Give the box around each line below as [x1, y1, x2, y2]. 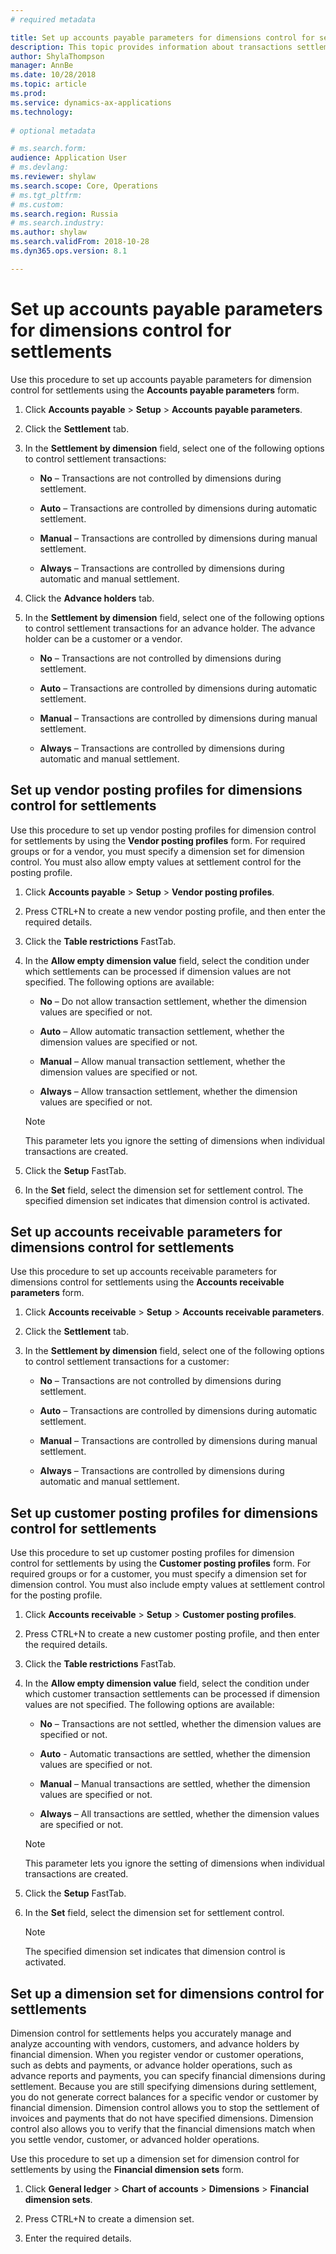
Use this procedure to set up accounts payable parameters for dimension [10, 373, 312, 385]
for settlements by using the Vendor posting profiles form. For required [10, 834, 306, 846]
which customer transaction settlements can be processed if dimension [24, 1688, 320, 1700]
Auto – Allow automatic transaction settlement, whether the [39, 1025, 285, 1037]
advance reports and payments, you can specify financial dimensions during [10, 2069, 326, 2081]
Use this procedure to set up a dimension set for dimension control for [10, 2152, 300, 2165]
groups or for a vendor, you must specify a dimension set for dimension [10, 845, 305, 857]
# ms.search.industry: [10, 218, 105, 228]
